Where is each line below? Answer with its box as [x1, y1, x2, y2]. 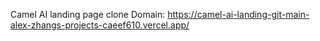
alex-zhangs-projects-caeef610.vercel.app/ [10, 19, 190, 31]
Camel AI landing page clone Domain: [10, 9, 166, 20]
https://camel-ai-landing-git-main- [167, 9, 310, 20]
